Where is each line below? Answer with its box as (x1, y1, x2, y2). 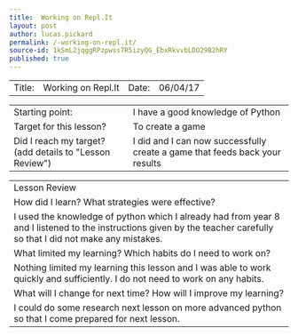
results (132, 157, 161, 169)
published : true (9, 54, 69, 63)
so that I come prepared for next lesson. (13, 313, 180, 324)
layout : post (9, 21, 58, 30)
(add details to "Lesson (13, 146, 111, 158)
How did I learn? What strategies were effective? (13, 196, 216, 208)
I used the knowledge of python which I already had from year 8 (13, 211, 281, 222)
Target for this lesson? (13, 121, 106, 132)
